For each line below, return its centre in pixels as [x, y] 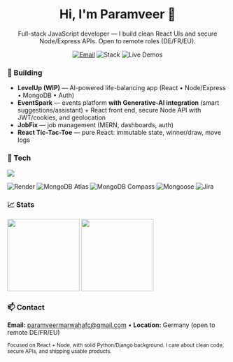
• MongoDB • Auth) [46, 95]
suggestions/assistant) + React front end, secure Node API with [109, 110]
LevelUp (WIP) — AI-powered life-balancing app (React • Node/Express [121, 88]
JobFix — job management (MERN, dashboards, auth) [95, 125]
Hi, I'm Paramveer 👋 [118, 14]
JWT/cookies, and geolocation [62, 117]
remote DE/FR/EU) [34, 333]
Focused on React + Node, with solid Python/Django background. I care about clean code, [116, 345]
